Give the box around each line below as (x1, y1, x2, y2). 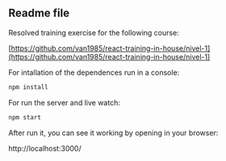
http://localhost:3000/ (8, 143, 82, 153)
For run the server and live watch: (8, 97, 121, 107)
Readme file (8, 6, 70, 20)
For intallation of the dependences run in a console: (8, 68, 180, 77)
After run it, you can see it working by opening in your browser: (8, 128, 219, 138)
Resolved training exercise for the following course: (8, 27, 179, 37)
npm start (8, 113, 42, 122)
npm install (8, 83, 48, 91)
